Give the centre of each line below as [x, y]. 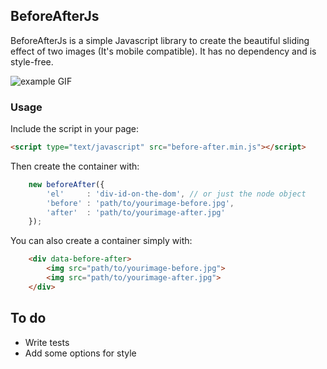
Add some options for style [80, 353]
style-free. [32, 61]
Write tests [47, 342]
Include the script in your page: [75, 129]
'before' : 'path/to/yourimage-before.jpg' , [140, 203]
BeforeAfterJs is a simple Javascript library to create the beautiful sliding [160, 40]
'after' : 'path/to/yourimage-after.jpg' [136, 212]
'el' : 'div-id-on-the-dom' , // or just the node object [176, 194]
